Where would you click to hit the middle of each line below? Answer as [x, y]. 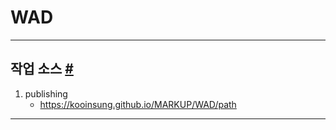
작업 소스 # [42, 69]
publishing [46, 93]
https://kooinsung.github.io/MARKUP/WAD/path [138, 104]
